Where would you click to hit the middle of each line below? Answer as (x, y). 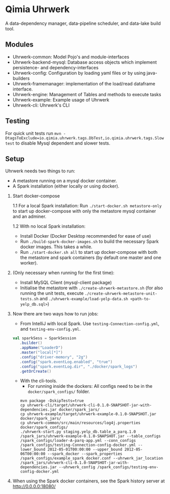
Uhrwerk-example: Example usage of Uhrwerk (61, 100)
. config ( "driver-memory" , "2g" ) (54, 357)
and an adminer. (29, 216)
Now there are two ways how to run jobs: (55, 314)
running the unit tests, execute (52, 293)
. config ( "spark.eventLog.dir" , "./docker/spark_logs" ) (78, 367)
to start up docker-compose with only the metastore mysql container (84, 211)
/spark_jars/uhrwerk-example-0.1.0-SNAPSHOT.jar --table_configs (90, 436)
